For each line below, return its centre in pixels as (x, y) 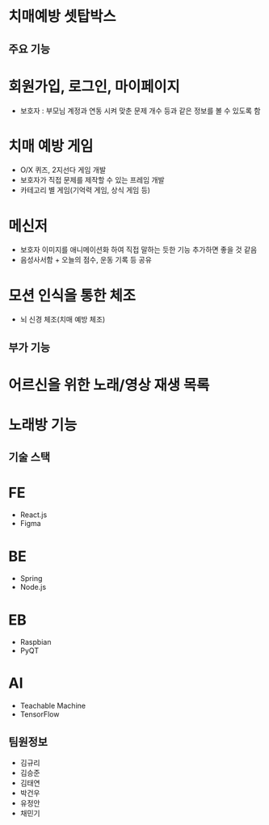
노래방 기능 (43, 425)
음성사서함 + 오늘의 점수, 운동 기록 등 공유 (86, 260)
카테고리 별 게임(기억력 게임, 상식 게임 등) (85, 190)
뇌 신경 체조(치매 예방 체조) (63, 319)
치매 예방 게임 (51, 146)
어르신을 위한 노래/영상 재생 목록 (109, 385)
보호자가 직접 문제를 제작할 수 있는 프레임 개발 (92, 180)
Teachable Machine (53, 706)
